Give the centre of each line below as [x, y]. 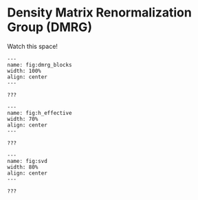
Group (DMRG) [50, 27]
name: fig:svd [27, 161]
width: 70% [23, 119]
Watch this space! [33, 46]
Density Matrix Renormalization [100, 13]
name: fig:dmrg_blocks [40, 65]
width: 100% [24, 71]
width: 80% [23, 167]
